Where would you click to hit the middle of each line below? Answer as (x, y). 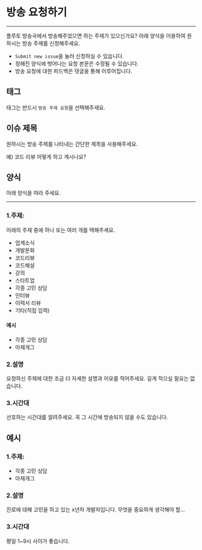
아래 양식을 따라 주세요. (34, 193)
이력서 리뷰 (28, 303)
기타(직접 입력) (32, 310)
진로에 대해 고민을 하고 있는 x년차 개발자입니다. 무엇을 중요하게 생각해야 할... (96, 510)
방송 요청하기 (37, 12)
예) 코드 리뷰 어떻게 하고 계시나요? (46, 156)
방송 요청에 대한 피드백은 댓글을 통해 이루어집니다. (73, 71)
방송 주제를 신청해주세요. (51, 43)
